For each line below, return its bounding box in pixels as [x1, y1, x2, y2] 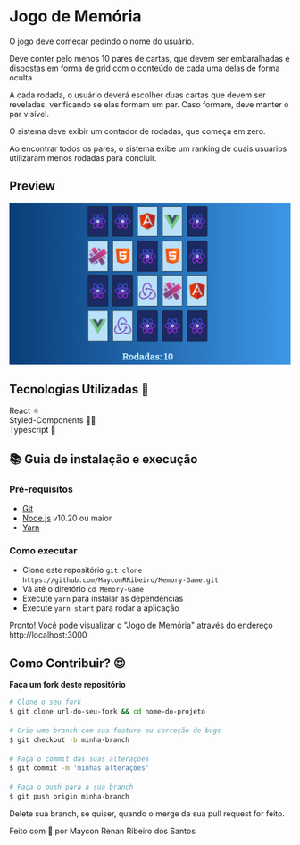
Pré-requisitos [9, 483, 73, 495]
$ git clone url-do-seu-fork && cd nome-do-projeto [9, 707, 205, 716]
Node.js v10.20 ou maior [21, 512, 112, 524]
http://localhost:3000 [9, 630, 87, 640]
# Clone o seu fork [9, 697, 82, 707]
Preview [9, 179, 56, 194]
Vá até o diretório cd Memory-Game [21, 584, 145, 595]
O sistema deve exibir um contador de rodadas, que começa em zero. [9, 125, 266, 136]
